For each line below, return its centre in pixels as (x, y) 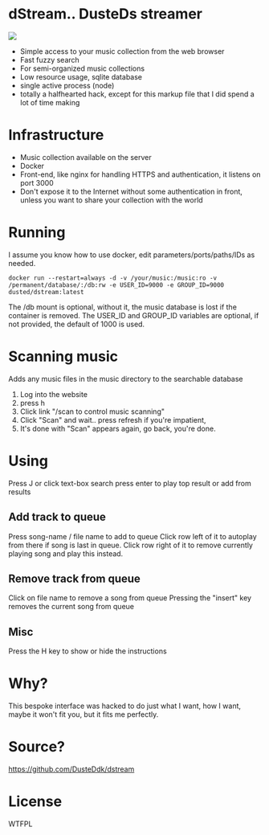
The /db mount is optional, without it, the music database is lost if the (122, 307)
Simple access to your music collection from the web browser (122, 51)
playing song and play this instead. (66, 553)
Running (37, 233)
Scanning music (63, 356)
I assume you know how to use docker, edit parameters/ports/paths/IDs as (132, 255)
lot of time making (50, 102)
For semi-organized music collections (82, 68)
